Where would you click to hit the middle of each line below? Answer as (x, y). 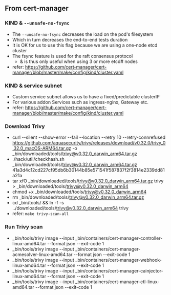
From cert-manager (37, 8)
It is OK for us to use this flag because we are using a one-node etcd (85, 45)
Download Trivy (25, 126)
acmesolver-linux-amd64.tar (42, 254)
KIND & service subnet (34, 86)
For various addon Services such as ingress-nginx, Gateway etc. (80, 102)
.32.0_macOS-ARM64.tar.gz (42, 149)
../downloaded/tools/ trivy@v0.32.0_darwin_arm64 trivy (70, 208)
